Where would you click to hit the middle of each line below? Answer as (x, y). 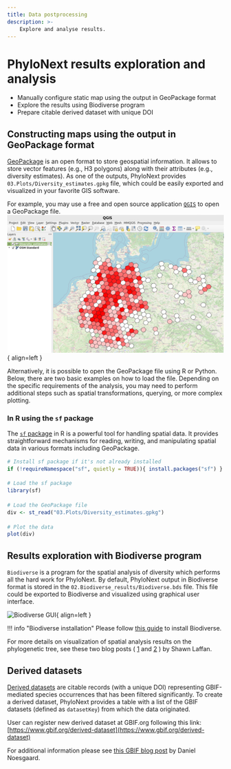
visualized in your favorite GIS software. (64, 191)
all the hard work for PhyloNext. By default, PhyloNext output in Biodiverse (113, 580)
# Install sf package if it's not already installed (84, 462)
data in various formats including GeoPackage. (73, 448)
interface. (21, 602)
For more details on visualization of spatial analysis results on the (99, 642)
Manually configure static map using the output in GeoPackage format (117, 98)
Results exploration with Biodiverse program (104, 556)
